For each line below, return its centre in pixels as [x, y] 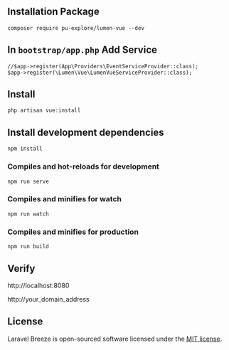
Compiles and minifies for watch [65, 199]
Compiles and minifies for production [73, 232]
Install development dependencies [86, 132]
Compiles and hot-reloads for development [84, 166]
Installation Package [53, 12]
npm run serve [28, 181]
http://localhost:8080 [38, 285]
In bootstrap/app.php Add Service [82, 50]
